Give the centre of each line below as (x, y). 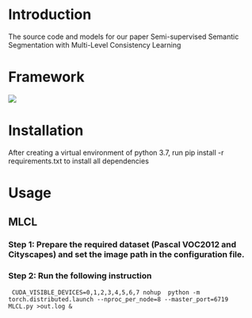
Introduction (50, 15)
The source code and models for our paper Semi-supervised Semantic (124, 36)
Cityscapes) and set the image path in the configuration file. (126, 255)
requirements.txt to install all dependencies (78, 161)
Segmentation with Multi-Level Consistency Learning (95, 44)
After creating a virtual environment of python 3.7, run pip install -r (116, 152)
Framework (46, 77)
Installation (46, 130)
